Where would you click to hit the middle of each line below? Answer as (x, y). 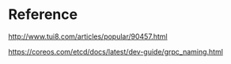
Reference (43, 15)
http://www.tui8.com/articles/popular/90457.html (88, 36)
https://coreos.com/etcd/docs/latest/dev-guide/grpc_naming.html (116, 51)
